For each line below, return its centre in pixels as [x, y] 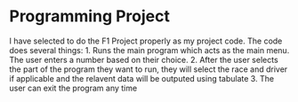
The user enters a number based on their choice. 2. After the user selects [144, 59]
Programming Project [90, 16]
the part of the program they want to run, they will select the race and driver [149, 69]
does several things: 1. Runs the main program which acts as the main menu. [149, 50]
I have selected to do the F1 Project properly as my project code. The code [146, 41]
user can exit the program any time [73, 88]
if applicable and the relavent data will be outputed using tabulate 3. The [141, 78]
